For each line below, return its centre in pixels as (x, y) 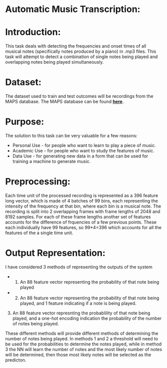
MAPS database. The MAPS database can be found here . (64, 102)
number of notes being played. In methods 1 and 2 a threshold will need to (82, 338)
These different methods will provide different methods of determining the (82, 333)
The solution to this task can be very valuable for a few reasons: (71, 136)
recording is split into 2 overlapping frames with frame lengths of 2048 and (83, 211)
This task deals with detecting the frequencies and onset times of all (76, 46)
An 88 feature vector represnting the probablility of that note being (81, 313)
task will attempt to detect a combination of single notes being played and (81, 57)
